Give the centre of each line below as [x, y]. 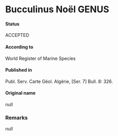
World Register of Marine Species [40, 58]
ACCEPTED [17, 35]
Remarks [17, 118]
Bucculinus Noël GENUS [57, 9]
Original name [20, 93]
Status [12, 24]
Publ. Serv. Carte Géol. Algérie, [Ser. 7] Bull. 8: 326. [59, 81]
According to [19, 47]
